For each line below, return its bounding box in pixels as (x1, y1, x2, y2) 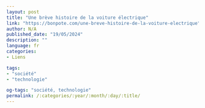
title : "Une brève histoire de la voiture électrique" (6, 15, 149, 21)
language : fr (6, 43, 40, 49)
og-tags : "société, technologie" (6, 87, 92, 93)
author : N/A (6, 25, 37, 32)
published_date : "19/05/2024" (6, 32, 84, 38)
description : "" (6, 37, 48, 43)
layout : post (6, 8, 40, 15)
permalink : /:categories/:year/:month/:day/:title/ (6, 93, 140, 99)
